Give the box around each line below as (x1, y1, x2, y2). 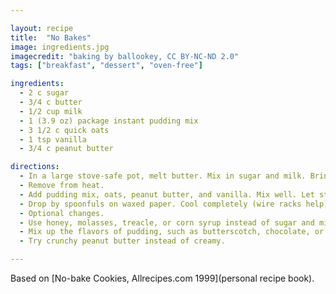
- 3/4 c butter (19, 97, 83, 107)
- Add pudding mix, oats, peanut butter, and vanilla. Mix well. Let (19, 189, 315, 200)
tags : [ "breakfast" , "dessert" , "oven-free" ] (10, 61, 203, 71)
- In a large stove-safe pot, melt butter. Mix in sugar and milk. (19, 171, 307, 181)
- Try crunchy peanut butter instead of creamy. (19, 236, 226, 246)
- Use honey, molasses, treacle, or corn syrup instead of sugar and (19, 217, 315, 228)
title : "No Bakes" (10, 32, 92, 43)
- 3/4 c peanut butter (19, 144, 114, 154)
